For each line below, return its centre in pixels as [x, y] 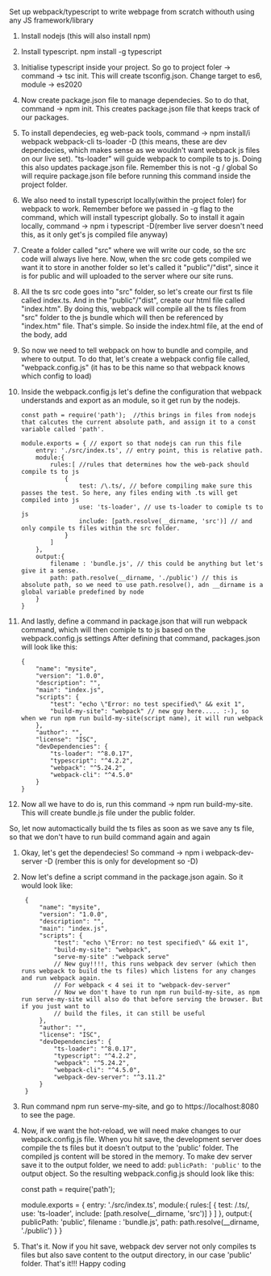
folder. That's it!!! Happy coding [73, 1263]
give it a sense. [50, 571]
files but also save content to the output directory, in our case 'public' [136, 1255]
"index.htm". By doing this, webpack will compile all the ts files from [133, 309]
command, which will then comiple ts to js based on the [113, 630]
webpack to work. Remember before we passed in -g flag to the [127, 209]
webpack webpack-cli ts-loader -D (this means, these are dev [124, 142]
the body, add [44, 334]
